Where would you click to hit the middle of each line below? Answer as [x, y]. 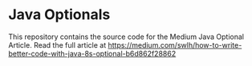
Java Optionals [59, 15]
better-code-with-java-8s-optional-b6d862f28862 [92, 53]
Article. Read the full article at [57, 45]
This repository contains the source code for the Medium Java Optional [126, 37]
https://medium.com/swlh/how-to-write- [175, 45]
